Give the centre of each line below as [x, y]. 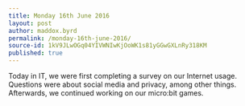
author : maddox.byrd [43, 31]
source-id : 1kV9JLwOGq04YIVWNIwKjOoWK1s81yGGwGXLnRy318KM [108, 46]
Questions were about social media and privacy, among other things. [122, 84]
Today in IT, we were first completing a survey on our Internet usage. [123, 76]
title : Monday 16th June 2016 [59, 16]
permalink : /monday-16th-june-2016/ [70, 38]
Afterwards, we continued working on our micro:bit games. [106, 93]
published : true [35, 53]
